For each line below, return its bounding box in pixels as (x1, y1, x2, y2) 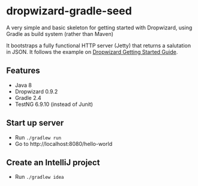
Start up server (6, 118, 64, 128)
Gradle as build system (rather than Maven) (6, 30, 114, 37)
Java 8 (14, 81, 32, 89)
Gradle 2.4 (14, 94, 42, 101)
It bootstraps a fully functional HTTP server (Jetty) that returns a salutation (6, 42, 191, 49)
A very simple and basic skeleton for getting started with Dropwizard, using (6, 24, 193, 31)
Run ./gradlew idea (14, 173, 64, 181)
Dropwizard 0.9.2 (14, 88, 58, 95)
